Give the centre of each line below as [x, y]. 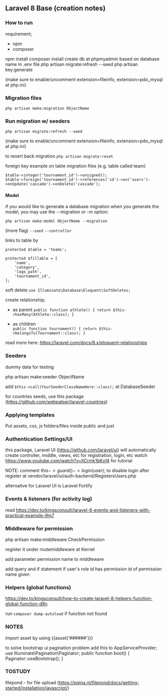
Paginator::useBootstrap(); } [34, 659]
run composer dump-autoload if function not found [56, 614]
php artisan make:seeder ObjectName [45, 376]
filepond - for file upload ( [32, 682]
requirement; [19, 34]
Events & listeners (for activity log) [49, 499]
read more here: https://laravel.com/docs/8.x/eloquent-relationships [76, 343]
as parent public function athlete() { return [61, 310]
